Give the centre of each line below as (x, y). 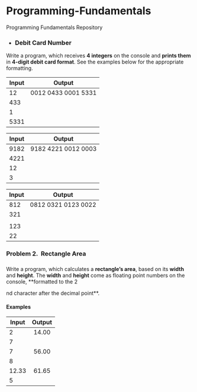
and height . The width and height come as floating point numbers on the (96, 275)
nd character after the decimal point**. (53, 293)
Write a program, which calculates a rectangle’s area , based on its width (95, 269)
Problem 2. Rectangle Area (46, 254)
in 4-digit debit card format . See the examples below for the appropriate (95, 62)
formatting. (20, 68)
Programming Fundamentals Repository (54, 27)
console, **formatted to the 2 (42, 282)
